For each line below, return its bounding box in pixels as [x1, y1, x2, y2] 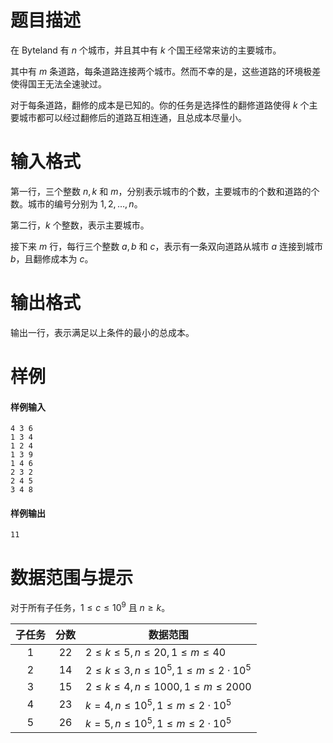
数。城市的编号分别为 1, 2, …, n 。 [10, 197, 143, 210]
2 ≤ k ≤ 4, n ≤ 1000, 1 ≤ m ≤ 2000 [85, 680, 252, 694]
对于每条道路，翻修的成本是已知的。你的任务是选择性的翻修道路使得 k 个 [10, 99, 310, 111]
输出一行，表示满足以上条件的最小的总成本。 [10, 326, 195, 338]
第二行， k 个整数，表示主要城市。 [10, 219, 150, 231]
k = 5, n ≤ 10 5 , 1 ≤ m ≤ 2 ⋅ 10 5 [85, 714, 232, 730]
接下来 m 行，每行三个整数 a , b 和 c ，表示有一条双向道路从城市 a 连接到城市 [10, 240, 323, 252]
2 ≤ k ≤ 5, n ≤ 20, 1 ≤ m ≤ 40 [85, 646, 227, 659]
